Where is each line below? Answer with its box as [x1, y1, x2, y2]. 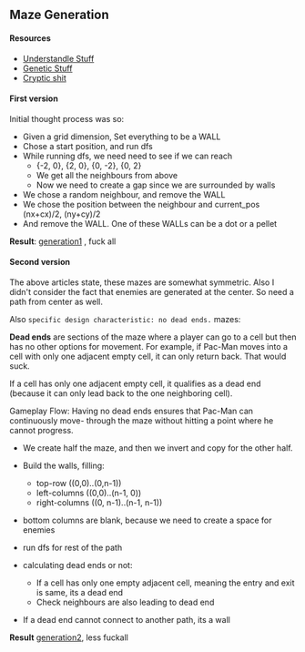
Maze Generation [9, 7, 109, 23]
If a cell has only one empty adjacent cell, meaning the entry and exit [36, 577, 295, 588]
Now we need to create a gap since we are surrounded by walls [36, 179, 276, 190]
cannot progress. [9, 425, 75, 435]
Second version [9, 257, 71, 268]
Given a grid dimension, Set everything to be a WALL [22, 131, 221, 142]
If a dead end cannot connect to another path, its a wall [22, 615, 230, 625]
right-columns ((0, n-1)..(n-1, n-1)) [36, 497, 163, 508]
